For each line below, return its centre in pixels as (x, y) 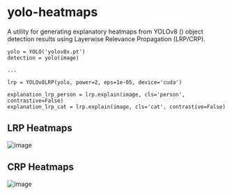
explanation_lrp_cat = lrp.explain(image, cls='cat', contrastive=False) (117, 107)
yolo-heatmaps (53, 12)
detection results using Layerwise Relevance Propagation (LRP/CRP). (106, 38)
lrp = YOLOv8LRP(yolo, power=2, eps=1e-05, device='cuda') (95, 82)
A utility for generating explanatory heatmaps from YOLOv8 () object (105, 31)
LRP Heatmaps (40, 128)
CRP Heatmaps (41, 167)
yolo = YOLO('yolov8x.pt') (46, 52)
